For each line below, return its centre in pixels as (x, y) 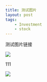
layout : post (19, 15)
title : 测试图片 (21, 10)
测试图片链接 (19, 45)
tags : (11, 19)
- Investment (28, 24)
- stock (22, 29)
